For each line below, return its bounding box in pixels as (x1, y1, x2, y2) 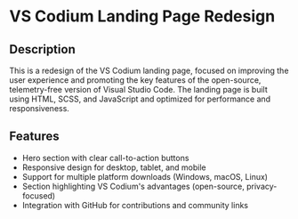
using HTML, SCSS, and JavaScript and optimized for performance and (9, 93, 271, 104)
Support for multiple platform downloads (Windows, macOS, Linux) (21, 171, 269, 182)
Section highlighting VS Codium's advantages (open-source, (21, 181, 245, 191)
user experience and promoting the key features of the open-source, (9, 75, 262, 85)
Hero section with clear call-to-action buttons (21, 152, 189, 163)
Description (9, 42, 76, 57)
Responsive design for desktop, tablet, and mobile (21, 162, 206, 173)
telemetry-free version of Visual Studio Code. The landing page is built (9, 85, 269, 94)
